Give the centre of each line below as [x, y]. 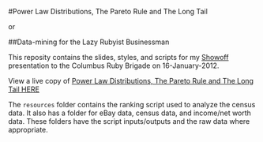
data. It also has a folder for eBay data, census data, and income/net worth [130, 113]
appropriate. [28, 130]
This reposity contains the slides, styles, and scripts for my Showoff [118, 57]
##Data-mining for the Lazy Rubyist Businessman [89, 42]
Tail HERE [24, 89]
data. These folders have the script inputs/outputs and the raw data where [129, 121]
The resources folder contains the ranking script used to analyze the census [132, 105]
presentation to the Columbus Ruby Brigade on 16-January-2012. [114, 65]
